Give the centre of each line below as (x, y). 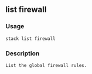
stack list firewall (31, 38)
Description (23, 53)
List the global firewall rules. (46, 65)
